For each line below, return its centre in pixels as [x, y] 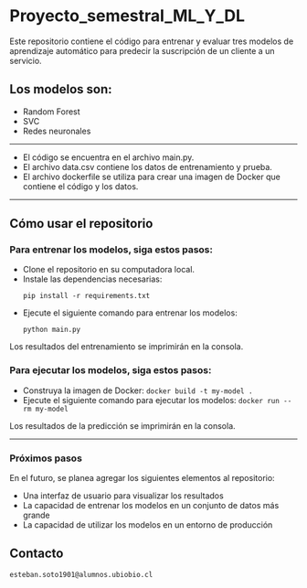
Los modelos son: [61, 89]
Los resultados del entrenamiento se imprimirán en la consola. [127, 347]
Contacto [37, 554]
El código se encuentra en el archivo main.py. [108, 157]
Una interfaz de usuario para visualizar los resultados [123, 496]
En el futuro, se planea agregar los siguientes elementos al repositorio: [143, 478]
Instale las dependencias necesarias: [92, 279]
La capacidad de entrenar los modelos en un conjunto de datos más [151, 506]
